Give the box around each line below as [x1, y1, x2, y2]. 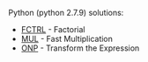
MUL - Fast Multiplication [20, 34, 114, 44]
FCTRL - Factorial [20, 24, 85, 34]
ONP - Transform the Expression [20, 43, 140, 53]
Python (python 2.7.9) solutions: [8, 8, 124, 17]
